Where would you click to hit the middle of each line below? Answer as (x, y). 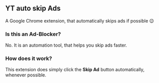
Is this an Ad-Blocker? (33, 34)
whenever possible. (26, 75)
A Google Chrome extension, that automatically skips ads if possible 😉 (80, 20)
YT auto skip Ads (33, 8)
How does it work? (29, 58)
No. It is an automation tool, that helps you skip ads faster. (66, 45)
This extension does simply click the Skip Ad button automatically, (75, 70)
